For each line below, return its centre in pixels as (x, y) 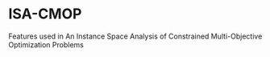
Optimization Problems (46, 44)
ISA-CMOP (45, 14)
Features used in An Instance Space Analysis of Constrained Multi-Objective (135, 36)
